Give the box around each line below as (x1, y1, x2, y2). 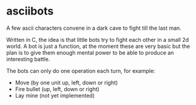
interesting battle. (6, 55, 50, 63)
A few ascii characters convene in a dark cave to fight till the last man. (6, 24, 182, 32)
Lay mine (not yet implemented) (15, 92, 95, 99)
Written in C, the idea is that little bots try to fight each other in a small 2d (6, 36, 189, 43)
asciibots (6, 4, 54, 18)
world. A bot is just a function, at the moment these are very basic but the (6, 42, 190, 50)
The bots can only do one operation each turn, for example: (6, 67, 155, 74)
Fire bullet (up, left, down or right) (15, 85, 100, 92)
